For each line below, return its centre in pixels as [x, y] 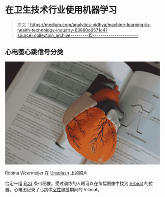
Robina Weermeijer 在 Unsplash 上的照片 [46, 173]
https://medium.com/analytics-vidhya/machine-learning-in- [91, 25]
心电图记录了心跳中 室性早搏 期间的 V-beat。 [58, 190]
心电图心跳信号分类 [34, 52]
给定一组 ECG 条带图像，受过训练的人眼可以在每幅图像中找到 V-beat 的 [77, 183]
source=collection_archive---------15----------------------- [78, 35]
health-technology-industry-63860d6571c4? [62, 30]
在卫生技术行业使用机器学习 [61, 10]
